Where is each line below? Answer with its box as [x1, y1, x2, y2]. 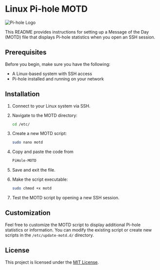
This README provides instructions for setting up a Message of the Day [5, 29, 149, 35]
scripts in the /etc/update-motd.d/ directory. [5, 232, 94, 238]
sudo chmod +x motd [12, 186, 52, 191]
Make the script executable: [12, 176, 68, 182]
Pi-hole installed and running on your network [12, 76, 104, 81]
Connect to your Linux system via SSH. [12, 103, 91, 109]
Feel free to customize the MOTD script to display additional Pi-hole [5, 222, 141, 228]
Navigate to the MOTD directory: [12, 112, 78, 118]
